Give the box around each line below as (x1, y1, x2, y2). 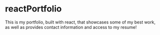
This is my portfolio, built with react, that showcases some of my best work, (5, 19, 156, 25)
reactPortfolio (5, 3, 62, 14)
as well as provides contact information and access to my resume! (5, 24, 137, 30)
